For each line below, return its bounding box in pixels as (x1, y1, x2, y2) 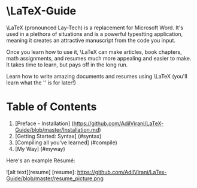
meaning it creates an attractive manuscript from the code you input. (6, 37, 175, 44)
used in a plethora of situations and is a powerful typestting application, (6, 30, 183, 37)
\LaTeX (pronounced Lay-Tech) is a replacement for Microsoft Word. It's (6, 24, 184, 31)
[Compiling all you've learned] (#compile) (14, 139, 118, 146)
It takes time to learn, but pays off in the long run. (6, 61, 128, 68)
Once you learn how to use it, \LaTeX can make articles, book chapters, (6, 48, 182, 55)
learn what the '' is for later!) (6, 79, 77, 86)
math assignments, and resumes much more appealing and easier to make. (6, 54, 192, 62)
